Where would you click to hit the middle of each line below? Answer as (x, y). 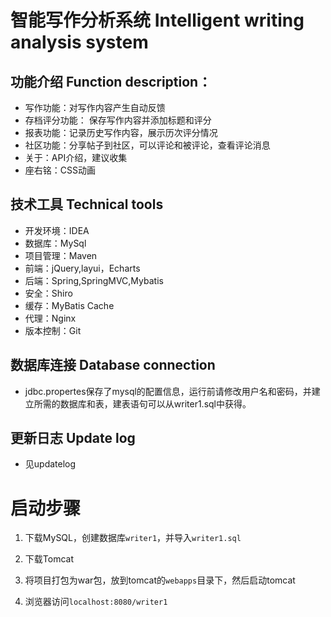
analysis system (79, 42)
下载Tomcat (49, 559)
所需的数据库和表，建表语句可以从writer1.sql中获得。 (142, 403)
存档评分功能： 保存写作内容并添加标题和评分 (118, 120)
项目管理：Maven (61, 255)
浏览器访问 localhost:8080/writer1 (96, 602)
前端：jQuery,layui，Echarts (82, 268)
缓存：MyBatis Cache (69, 305)
